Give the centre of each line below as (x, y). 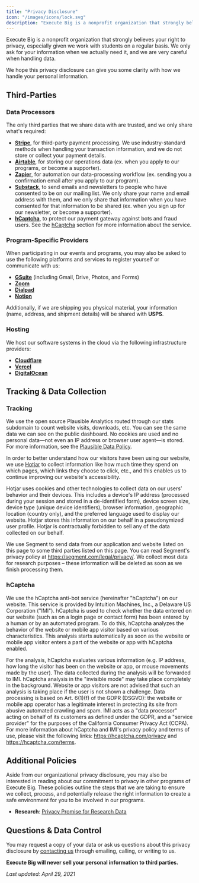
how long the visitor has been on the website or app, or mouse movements (97, 666)
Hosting (18, 329)
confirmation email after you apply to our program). (77, 181)
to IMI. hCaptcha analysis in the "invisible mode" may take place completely (99, 679)
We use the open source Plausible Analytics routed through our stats (90, 421)
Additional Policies (41, 761)
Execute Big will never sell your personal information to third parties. (92, 863)
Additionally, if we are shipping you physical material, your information (92, 308)
